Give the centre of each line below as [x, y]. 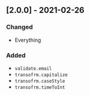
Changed [20, 27]
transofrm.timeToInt [40, 87]
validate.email [33, 68]
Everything [28, 40]
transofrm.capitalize [41, 75]
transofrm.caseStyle [40, 81]
